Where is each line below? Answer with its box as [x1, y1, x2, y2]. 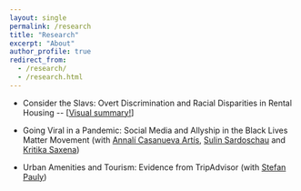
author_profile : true [9, 47, 92, 56]
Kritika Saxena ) [22, 144, 80, 155]
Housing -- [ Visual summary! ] [22, 106, 135, 118]
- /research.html [17, 73, 84, 82]
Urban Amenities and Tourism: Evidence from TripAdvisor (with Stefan [22, 161, 286, 173]
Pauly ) [22, 171, 47, 182]
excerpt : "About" [9, 38, 75, 48]
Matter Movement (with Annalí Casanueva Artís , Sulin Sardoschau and [22, 134, 286, 146]
